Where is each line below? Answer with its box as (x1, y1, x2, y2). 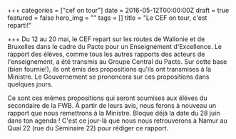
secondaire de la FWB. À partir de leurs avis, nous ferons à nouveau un (7, 101, 216, 109)
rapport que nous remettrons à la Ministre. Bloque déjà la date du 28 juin (7, 109, 220, 117)
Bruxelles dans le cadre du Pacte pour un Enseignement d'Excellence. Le (7, 43, 222, 50)
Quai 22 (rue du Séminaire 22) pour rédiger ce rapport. (7, 124, 169, 132)
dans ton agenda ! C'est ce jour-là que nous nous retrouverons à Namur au (7, 116, 227, 125)
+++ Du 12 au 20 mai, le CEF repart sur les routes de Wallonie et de (7, 35, 205, 43)
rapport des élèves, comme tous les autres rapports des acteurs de (7, 50, 205, 58)
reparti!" (7, 21, 32, 29)
